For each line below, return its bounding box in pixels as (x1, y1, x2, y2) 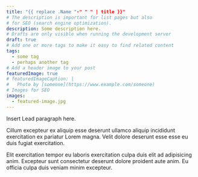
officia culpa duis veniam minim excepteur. (6, 164, 113, 171)
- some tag (11, 54, 39, 60)
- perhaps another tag (11, 59, 69, 65)
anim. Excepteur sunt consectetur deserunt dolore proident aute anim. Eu (6, 157, 189, 164)
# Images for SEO (6, 87, 50, 93)
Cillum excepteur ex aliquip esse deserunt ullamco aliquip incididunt (6, 126, 175, 134)
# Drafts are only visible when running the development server (6, 31, 171, 37)
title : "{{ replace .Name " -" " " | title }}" (6, 8, 126, 15)
